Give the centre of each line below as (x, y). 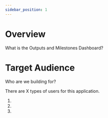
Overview (25, 34)
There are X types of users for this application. (53, 91)
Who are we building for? (31, 81)
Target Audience (40, 68)
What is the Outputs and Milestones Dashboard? (54, 48)
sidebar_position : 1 (26, 10)
